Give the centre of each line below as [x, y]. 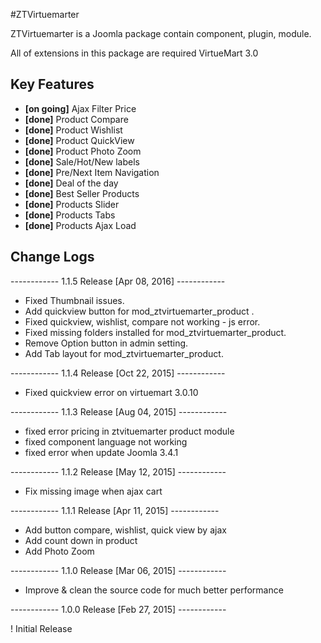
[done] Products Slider [72, 204]
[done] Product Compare [76, 119]
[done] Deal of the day [71, 183]
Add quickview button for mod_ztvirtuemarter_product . [139, 311]
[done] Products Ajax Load [80, 225]
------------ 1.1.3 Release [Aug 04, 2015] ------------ [119, 411]
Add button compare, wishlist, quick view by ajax [125, 530]
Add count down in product [81, 540]
